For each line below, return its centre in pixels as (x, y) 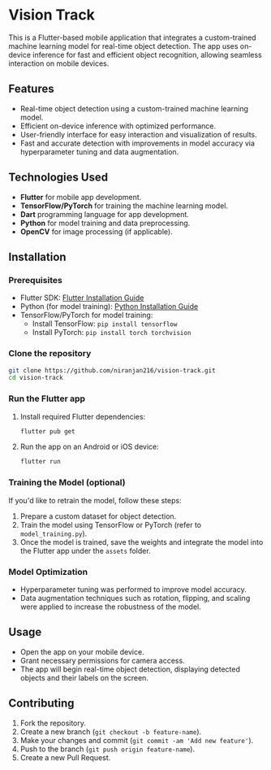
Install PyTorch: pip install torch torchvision (112, 333)
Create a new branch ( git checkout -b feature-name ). (111, 731)
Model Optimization (48, 572)
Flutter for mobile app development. (81, 197)
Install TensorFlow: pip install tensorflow (105, 324)
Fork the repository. (53, 723)
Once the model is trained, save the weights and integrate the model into (142, 542)
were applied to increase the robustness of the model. (110, 607)
